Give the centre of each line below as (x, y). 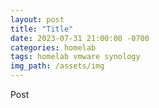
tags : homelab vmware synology (75, 57)
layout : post (37, 19)
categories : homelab (53, 47)
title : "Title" (42, 29)
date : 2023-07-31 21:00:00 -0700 (80, 38)
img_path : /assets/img (57, 66)
